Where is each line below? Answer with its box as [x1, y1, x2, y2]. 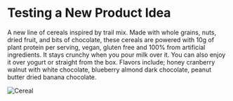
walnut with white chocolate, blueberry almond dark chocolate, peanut [7, 65, 212, 74]
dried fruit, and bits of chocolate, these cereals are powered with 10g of [7, 35, 215, 43]
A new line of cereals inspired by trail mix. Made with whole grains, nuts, [7, 28, 217, 36]
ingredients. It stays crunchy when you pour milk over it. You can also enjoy [7, 50, 226, 59]
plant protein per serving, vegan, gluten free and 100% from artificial [7, 43, 206, 51]
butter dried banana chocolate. [7, 72, 97, 81]
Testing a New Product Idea [7, 5, 171, 21]
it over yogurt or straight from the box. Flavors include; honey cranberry [7, 58, 215, 66]
